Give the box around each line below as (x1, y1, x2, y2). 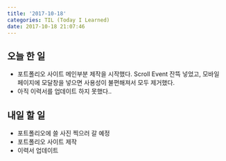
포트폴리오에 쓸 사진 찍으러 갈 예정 (17, 129, 110, 137)
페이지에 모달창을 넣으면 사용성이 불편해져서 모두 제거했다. (17, 79, 175, 87)
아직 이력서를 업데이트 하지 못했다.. (17, 87, 112, 95)
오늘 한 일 (7, 50, 46, 62)
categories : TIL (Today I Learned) (7, 17, 110, 23)
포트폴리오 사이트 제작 (17, 138, 78, 146)
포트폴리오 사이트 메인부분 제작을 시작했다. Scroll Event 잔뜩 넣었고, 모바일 (17, 70, 220, 78)
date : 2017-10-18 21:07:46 (7, 23, 85, 30)
